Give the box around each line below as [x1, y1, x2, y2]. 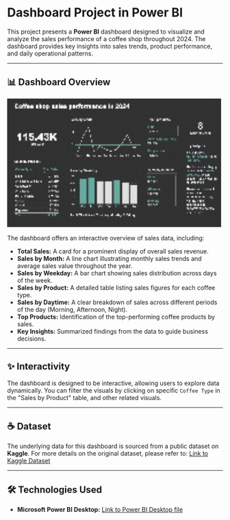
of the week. [16, 276, 53, 284]
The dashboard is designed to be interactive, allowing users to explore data [7, 379, 220, 387]
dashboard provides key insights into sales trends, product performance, [7, 42, 213, 50]
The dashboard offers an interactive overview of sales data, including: [7, 234, 205, 242]
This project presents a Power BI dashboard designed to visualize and [7, 27, 205, 36]
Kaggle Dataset [7, 457, 51, 465]
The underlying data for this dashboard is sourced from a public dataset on [7, 442, 219, 450]
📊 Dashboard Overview [7, 77, 111, 88]
